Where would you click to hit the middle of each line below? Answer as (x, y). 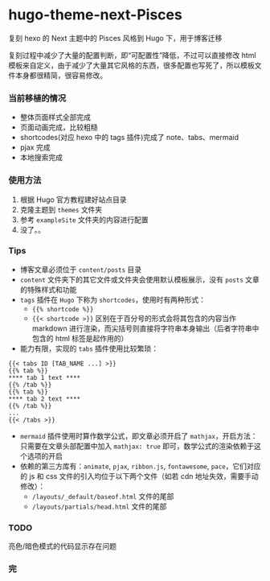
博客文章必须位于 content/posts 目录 (81, 269)
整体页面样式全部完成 (55, 117)
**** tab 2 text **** (45, 399)
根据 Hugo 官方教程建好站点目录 (73, 200)
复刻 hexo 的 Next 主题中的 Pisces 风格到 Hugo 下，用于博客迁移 (115, 38)
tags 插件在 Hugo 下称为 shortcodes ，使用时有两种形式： (113, 299)
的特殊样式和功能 (48, 289)
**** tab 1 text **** (45, 377)
